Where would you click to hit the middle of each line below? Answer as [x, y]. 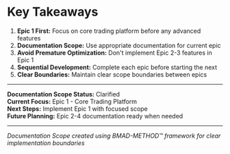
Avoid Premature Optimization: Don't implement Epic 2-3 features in [114, 53]
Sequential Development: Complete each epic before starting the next [117, 67]
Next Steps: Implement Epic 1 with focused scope [78, 108]
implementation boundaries [46, 143]
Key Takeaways [53, 12]
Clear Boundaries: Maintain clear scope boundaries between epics [112, 74]
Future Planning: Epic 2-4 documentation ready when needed [95, 116]
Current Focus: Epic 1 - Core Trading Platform [72, 101]
